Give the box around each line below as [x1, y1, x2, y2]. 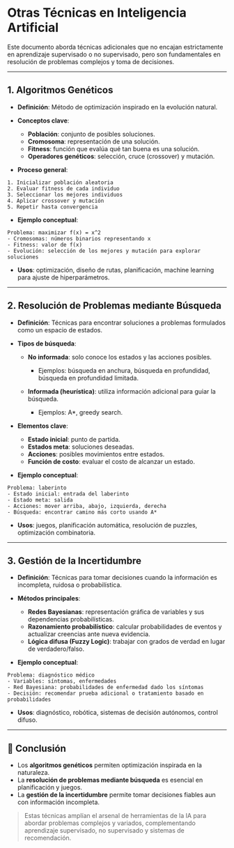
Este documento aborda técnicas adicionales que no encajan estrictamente [7, 43, 224, 51]
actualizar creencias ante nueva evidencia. [27, 630, 151, 638]
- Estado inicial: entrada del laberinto [7, 490, 130, 498]
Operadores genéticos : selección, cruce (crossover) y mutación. [27, 152, 215, 160]
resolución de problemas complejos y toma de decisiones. [7, 57, 175, 65]
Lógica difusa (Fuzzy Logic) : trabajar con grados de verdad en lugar [27, 638, 226, 646]
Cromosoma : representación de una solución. [27, 137, 160, 146]
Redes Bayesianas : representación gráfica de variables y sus [27, 608, 205, 616]
